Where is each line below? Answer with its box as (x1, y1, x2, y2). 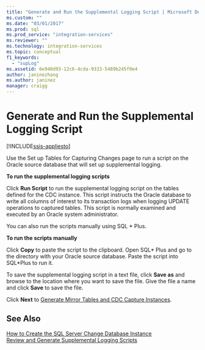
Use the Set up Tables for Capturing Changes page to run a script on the (6, 154, 189, 162)
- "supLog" (12, 60, 40, 66)
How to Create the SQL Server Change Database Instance (6, 330, 153, 337)
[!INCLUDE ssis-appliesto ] (6, 142, 71, 150)
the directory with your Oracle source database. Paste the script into (6, 252, 179, 260)
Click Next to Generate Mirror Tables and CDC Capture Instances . (6, 296, 172, 303)
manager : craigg (6, 83, 48, 89)
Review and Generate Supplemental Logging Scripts (6, 336, 137, 343)
